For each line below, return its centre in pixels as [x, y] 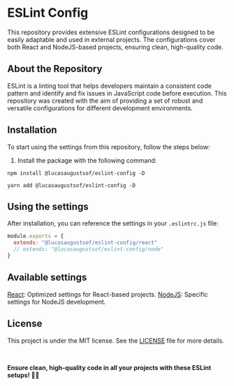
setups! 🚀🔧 [23, 375]
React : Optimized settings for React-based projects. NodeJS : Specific [108, 294]
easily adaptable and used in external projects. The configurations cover [111, 39]
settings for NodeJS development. [57, 302]
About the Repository [55, 69]
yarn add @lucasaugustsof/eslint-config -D [72, 185]
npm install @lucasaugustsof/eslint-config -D [76, 173]
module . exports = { [36, 236]
